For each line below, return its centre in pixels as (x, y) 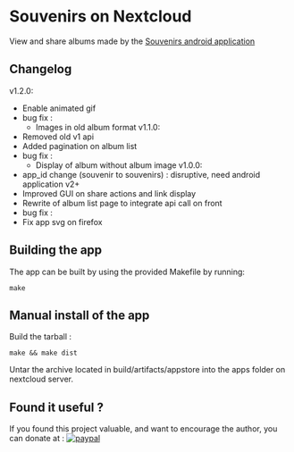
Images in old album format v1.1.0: (98, 127)
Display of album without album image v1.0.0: (119, 165)
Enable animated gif (59, 108)
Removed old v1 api (58, 137)
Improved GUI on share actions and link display (109, 193)
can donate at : (37, 439)
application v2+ (51, 184)
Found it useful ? (57, 407)
